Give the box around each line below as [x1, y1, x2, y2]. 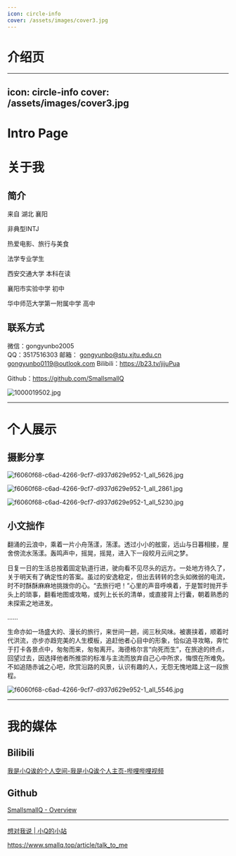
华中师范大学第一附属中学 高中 [7, 299, 96, 308]
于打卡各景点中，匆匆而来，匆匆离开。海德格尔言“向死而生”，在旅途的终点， [7, 645, 228, 653]
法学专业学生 [7, 254, 44, 263]
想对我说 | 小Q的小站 [7, 827, 67, 836]
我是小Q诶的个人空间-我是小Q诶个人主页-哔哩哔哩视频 [7, 766, 164, 775]
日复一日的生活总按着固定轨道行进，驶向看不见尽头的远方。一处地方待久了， [7, 563, 229, 572]
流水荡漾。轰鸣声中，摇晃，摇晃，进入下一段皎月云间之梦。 [19, 548, 192, 557]
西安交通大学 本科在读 [7, 270, 71, 278]
